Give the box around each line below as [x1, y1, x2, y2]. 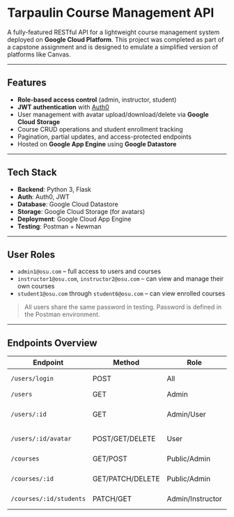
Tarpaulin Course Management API [7, 5, 214, 21]
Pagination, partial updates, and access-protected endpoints [17, 132, 192, 141]
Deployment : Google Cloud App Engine [17, 215, 132, 223]
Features [7, 77, 47, 88]
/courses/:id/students [10, 495, 86, 503]
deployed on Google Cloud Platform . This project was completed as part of [7, 35, 224, 43]
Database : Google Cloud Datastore [17, 200, 118, 208]
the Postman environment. [24, 310, 100, 318]
